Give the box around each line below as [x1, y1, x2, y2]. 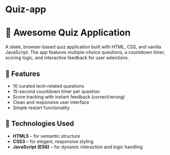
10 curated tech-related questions [12, 83, 84, 89]
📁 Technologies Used [5, 119, 74, 128]
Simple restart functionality [12, 105, 70, 111]
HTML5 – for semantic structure [12, 133, 80, 139]
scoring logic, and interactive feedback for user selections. [5, 55, 129, 61]
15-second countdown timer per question [12, 88, 100, 94]
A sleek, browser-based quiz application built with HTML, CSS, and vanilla [5, 44, 161, 50]
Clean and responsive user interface [12, 99, 89, 105]
